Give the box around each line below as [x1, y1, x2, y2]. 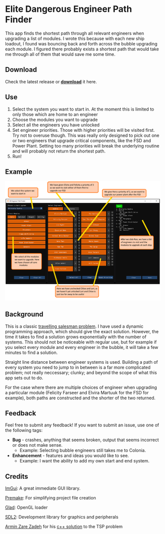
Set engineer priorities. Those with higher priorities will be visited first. [12, 127, 155, 133]
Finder [5, 14, 33, 25]
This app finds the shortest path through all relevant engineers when [5, 30, 144, 36]
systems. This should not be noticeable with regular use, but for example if [5, 339, 157, 345]
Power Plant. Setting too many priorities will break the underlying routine [12, 143, 160, 149]
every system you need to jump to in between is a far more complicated [5, 364, 151, 370]
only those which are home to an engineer [12, 111, 98, 117]
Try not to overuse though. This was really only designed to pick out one [12, 132, 160, 138]
